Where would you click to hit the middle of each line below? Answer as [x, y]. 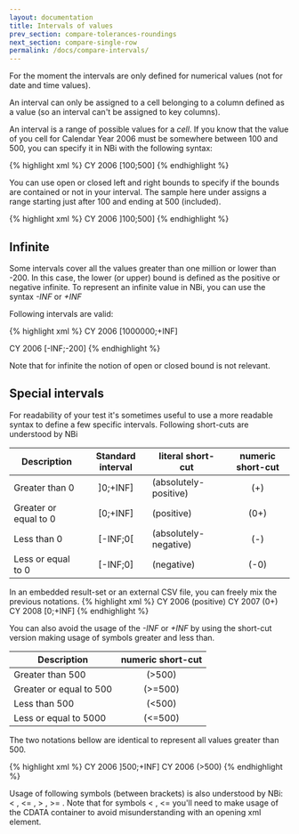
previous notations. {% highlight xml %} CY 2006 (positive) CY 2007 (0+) [144, 601]
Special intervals [57, 394]
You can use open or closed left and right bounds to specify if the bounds [145, 182]
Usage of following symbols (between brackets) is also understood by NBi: [146, 793]
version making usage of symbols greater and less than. [112, 637]
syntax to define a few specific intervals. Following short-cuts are [129, 425]
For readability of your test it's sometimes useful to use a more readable [141, 415]
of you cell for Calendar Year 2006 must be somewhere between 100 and [144, 139]
